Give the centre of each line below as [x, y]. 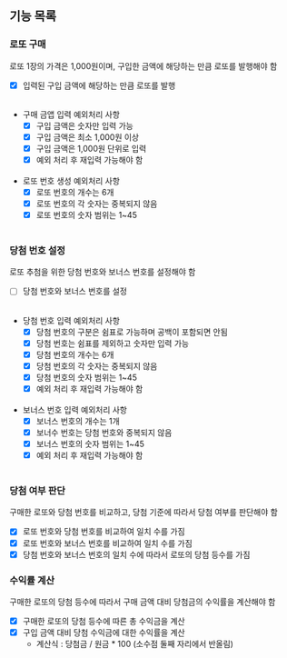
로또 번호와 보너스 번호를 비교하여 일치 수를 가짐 [107, 543]
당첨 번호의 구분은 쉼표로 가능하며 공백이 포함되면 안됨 [132, 332]
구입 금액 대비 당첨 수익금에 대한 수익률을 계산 [104, 633]
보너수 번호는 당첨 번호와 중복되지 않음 [104, 432]
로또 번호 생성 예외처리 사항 [71, 181]
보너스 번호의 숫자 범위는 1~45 [90, 444]
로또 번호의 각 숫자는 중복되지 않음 [97, 204]
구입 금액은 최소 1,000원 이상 [87, 137]
